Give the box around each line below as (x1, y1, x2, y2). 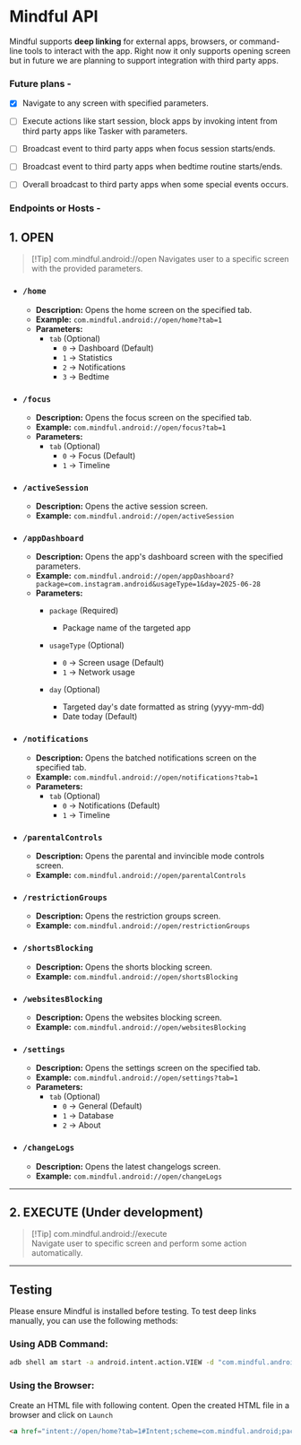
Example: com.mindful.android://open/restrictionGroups (35, 920, 251, 931)
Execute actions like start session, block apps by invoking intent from (21, 116, 278, 126)
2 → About (62, 1119, 101, 1131)
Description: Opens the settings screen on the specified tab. (35, 1063, 262, 1074)
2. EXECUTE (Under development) (9, 1205, 204, 1220)
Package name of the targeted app (62, 622, 191, 633)
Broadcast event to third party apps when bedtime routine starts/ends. (21, 161, 283, 172)
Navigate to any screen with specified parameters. (21, 98, 209, 109)
